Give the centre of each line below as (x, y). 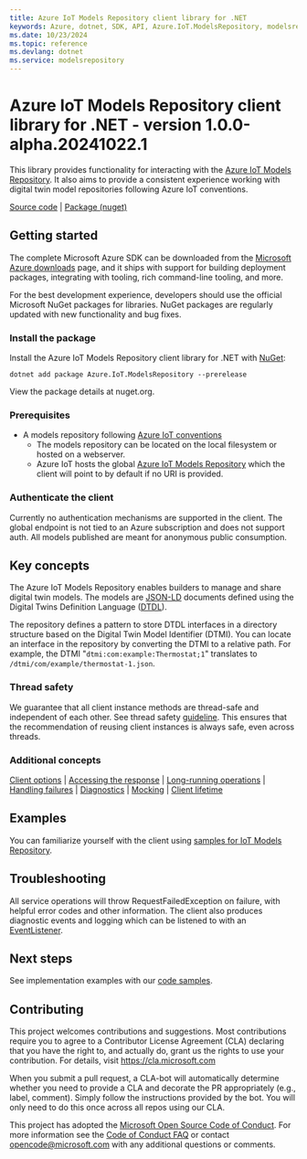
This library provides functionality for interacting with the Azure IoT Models (151, 169)
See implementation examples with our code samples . (111, 981)
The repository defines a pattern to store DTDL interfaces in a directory (143, 625)
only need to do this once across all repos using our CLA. (117, 1108)
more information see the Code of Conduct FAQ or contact (120, 1135)
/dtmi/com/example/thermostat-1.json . (82, 664)
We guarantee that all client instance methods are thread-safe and (134, 707)
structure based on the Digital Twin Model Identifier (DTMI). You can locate (150, 634)
